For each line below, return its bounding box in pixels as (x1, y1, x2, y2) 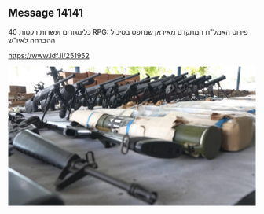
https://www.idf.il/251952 (8, 50, 90, 60)
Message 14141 (8, 6, 84, 20)
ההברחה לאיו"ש (8, 35, 56, 45)
